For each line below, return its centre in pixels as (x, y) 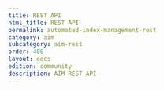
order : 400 (26, 52)
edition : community (40, 67)
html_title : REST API (44, 23)
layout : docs (30, 59)
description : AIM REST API (52, 74)
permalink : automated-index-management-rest (82, 30)
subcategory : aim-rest (45, 45)
